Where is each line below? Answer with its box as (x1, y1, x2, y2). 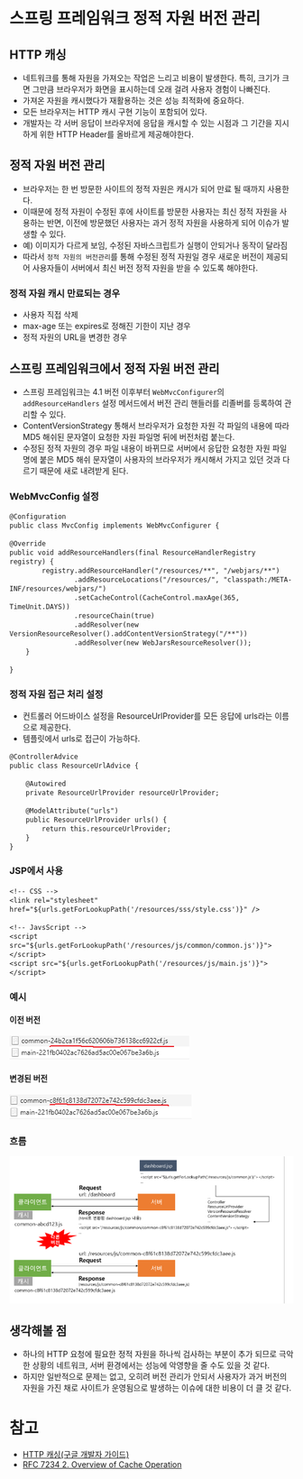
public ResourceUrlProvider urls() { (25, 815, 168, 824)
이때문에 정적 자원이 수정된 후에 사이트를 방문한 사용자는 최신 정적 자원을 (22, 206, 278, 216)
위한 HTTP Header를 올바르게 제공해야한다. (39, 129, 194, 140)
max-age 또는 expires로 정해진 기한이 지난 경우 (22, 321, 191, 332)
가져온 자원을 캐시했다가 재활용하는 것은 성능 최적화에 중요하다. (22, 96, 245, 106)
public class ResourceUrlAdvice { (9, 761, 140, 770)
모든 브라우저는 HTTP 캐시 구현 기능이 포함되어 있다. (22, 106, 207, 117)
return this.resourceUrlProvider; (41, 824, 171, 833)
